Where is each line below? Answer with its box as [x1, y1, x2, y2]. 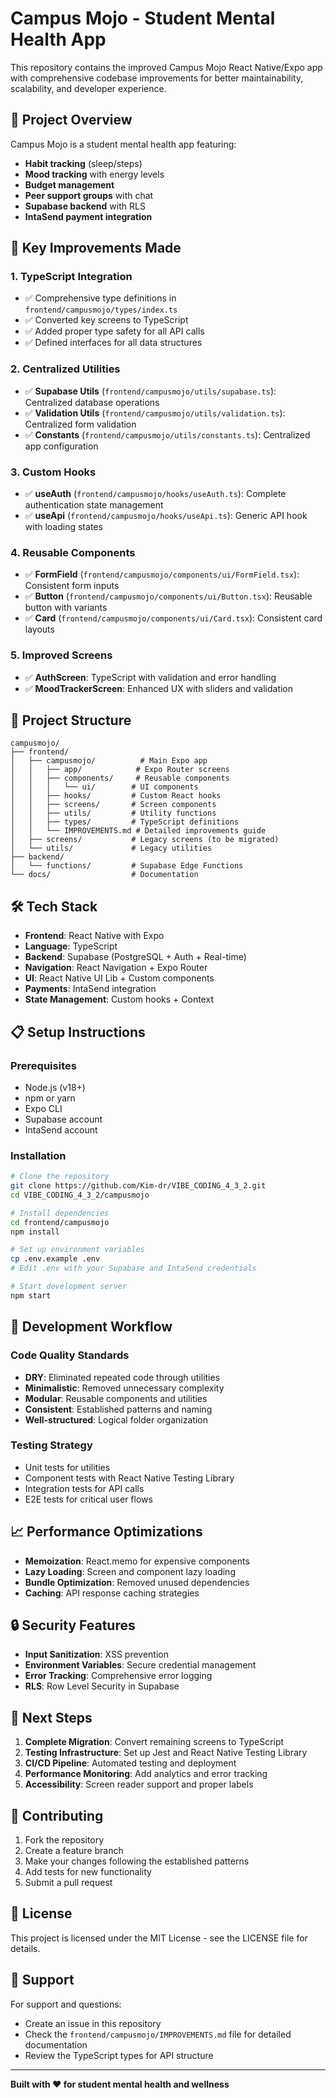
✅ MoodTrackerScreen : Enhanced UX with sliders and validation [24, 682, 294, 694]
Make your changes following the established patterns [24, 1855, 250, 1867]
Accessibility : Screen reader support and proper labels [24, 1778, 254, 1791]
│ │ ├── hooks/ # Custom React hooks [10, 791, 222, 801]
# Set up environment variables [10, 1245, 145, 1255]
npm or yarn [24, 1092, 76, 1104]
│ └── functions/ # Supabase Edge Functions [10, 861, 244, 871]
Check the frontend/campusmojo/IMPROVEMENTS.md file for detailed [24, 2028, 292, 2040]
